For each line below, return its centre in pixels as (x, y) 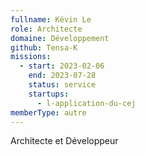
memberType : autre (48, 112)
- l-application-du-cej (86, 103)
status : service (62, 85)
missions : (31, 57)
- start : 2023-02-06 (62, 66)
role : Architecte (46, 29)
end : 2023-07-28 (62, 76)
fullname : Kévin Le (51, 19)
